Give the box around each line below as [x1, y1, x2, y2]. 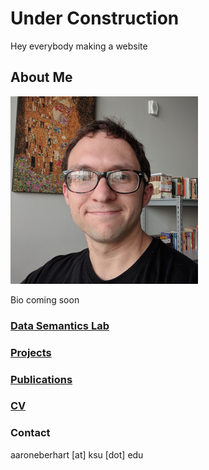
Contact [10, 426, 51, 440]
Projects [10, 345, 52, 359]
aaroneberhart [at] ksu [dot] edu [10, 448, 144, 461]
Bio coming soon [10, 293, 80, 306]
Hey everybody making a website [10, 40, 148, 52]
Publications [10, 372, 73, 386]
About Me [10, 69, 73, 86]
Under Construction [10, 7, 180, 30]
